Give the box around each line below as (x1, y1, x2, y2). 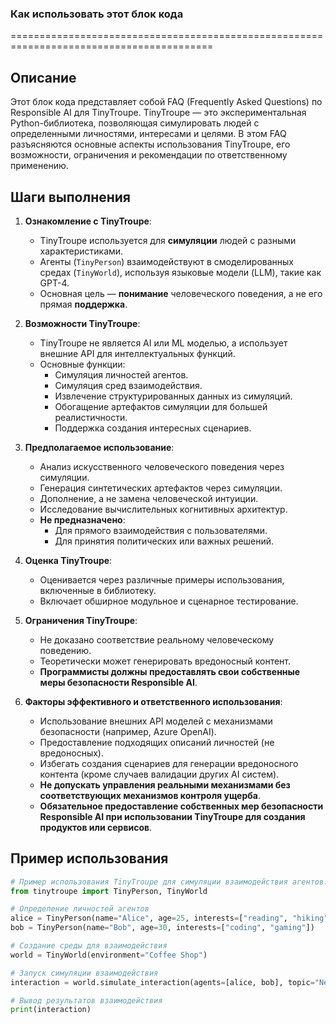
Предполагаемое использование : (24, 441, 175, 453)
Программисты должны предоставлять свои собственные (39, 665, 301, 677)
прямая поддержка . (39, 298, 128, 310)
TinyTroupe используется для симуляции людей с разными (39, 234, 297, 246)
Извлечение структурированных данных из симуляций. (54, 390, 293, 402)
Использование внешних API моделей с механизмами (39, 715, 273, 727)
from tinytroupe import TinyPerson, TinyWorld (10, 886, 208, 896)
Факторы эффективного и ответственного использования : (24, 695, 283, 707)
